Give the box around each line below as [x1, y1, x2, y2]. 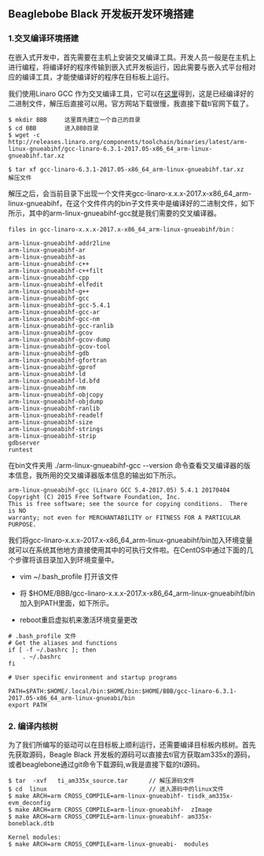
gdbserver [8, 439, 41, 447]
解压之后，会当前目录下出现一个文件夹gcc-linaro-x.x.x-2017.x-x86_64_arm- [8, 188, 252, 198]
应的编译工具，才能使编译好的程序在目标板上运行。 [8, 72, 174, 81]
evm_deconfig [8, 799, 51, 806]
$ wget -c [8, 131, 41, 139]
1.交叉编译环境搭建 [8, 33, 79, 44]
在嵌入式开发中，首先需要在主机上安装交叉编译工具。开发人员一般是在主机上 [8, 52, 256, 61]
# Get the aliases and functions [8, 639, 118, 647]
